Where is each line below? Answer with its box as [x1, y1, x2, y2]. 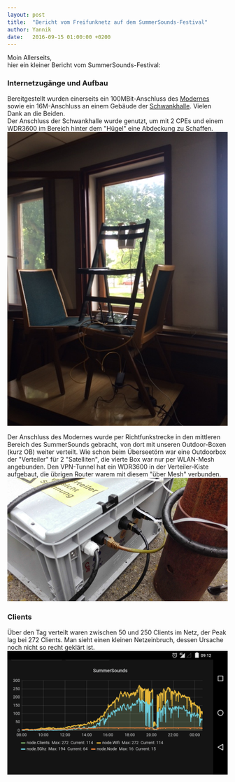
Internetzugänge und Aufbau [7, 78, 108, 88]
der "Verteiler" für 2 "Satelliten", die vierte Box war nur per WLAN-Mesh [7, 455, 215, 463]
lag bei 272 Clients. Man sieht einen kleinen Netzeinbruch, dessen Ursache [7, 635, 224, 644]
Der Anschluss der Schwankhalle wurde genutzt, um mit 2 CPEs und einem [7, 116, 224, 125]
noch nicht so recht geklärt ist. [7, 643, 96, 651]
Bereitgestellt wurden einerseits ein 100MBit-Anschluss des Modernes [7, 94, 210, 103]
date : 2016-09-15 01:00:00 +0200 [7, 34, 111, 41]
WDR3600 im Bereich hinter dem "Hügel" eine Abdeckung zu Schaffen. [7, 124, 213, 132]
